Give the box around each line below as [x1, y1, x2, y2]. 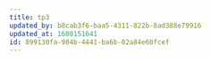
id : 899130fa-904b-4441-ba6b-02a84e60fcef [9, 37, 170, 47]
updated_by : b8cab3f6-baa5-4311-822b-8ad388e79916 [9, 21, 202, 30]
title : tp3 [9, 12, 50, 22]
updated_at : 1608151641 [9, 29, 98, 38]
